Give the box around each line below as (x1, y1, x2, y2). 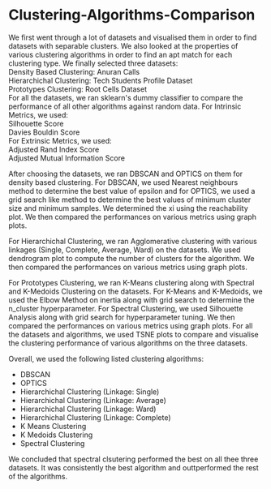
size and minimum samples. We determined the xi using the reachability (8, 203, 249, 212)
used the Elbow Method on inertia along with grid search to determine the (8, 294, 255, 305)
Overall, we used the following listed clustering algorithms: (8, 354, 204, 363)
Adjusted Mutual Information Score (8, 152, 126, 163)
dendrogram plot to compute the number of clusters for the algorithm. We (8, 253, 255, 263)
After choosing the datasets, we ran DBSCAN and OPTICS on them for (8, 169, 243, 178)
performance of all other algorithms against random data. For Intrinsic (8, 101, 242, 111)
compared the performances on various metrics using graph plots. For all (8, 320, 253, 330)
